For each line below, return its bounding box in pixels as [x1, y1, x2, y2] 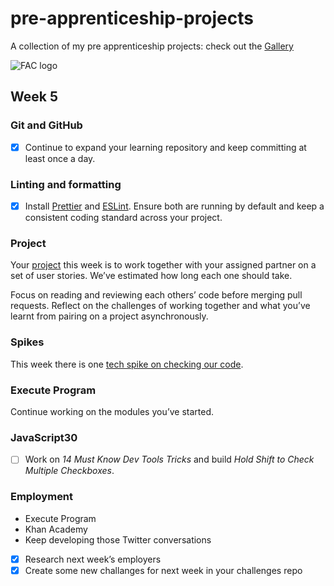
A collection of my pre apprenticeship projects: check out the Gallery [10, 40, 294, 52]
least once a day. [24, 152, 96, 164]
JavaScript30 [10, 430, 78, 444]
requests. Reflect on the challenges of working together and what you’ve [10, 300, 311, 312]
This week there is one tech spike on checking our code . [10, 358, 244, 370]
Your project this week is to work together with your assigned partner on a [10, 259, 317, 271]
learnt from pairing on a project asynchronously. [10, 310, 209, 322]
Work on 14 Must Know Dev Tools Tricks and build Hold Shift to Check [24, 453, 315, 466]
